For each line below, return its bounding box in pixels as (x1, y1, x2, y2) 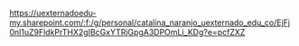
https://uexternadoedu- (9, 8, 97, 18)
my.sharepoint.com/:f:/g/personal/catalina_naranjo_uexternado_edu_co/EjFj (9, 17, 291, 28)
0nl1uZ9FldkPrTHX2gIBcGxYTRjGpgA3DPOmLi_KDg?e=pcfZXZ (9, 27, 246, 37)
